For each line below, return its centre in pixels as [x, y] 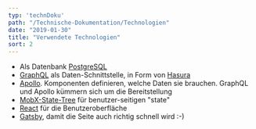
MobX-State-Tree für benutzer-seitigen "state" [95, 100]
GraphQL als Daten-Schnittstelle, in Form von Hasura [105, 75]
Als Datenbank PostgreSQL [63, 66]
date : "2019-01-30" [40, 30]
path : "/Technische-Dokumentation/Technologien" [89, 23]
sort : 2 [21, 45]
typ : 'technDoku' [36, 15]
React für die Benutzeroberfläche [73, 108]
